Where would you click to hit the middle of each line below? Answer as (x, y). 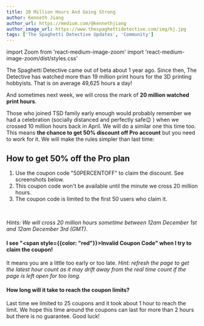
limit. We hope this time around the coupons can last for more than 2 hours (100, 310)
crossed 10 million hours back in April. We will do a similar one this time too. (101, 126)
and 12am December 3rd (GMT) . (47, 229)
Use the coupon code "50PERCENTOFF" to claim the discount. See (99, 173)
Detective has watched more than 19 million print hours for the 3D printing (99, 77)
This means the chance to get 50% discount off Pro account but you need (101, 133)
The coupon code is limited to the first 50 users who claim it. (91, 199)
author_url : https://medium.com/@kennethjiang (66, 23)
